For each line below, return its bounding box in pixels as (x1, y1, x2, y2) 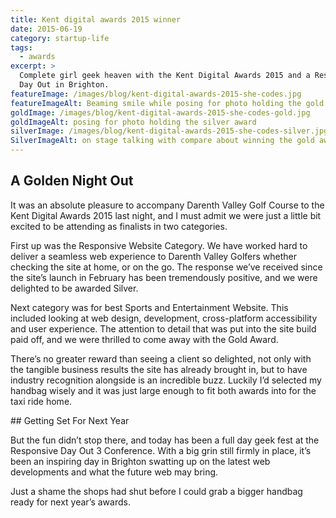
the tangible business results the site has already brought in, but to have (10, 363, 308, 375)
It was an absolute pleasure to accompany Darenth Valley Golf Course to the (10, 199, 325, 211)
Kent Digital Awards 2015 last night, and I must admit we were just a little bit (10, 209, 322, 221)
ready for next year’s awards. (10, 496, 131, 508)
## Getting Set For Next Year (10, 414, 130, 426)
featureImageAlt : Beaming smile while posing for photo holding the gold (10, 98, 325, 108)
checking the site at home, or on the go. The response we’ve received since (10, 261, 323, 273)
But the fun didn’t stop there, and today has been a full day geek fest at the (10, 434, 320, 446)
